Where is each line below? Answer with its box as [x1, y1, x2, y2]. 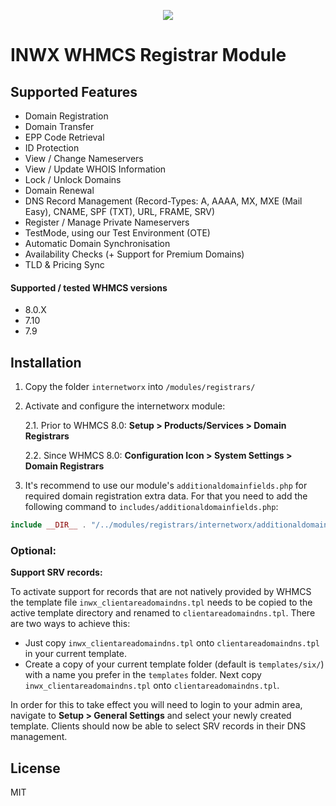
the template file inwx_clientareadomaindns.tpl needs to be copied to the [10, 596, 313, 609]
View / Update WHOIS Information [24, 163, 167, 175]
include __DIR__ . [10, 520, 87, 530]
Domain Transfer [24, 121, 95, 132]
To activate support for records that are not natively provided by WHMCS [10, 586, 312, 598]
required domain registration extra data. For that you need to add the [24, 490, 308, 502]
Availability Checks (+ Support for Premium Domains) [24, 248, 245, 260]
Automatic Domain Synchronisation [24, 238, 171, 249]
